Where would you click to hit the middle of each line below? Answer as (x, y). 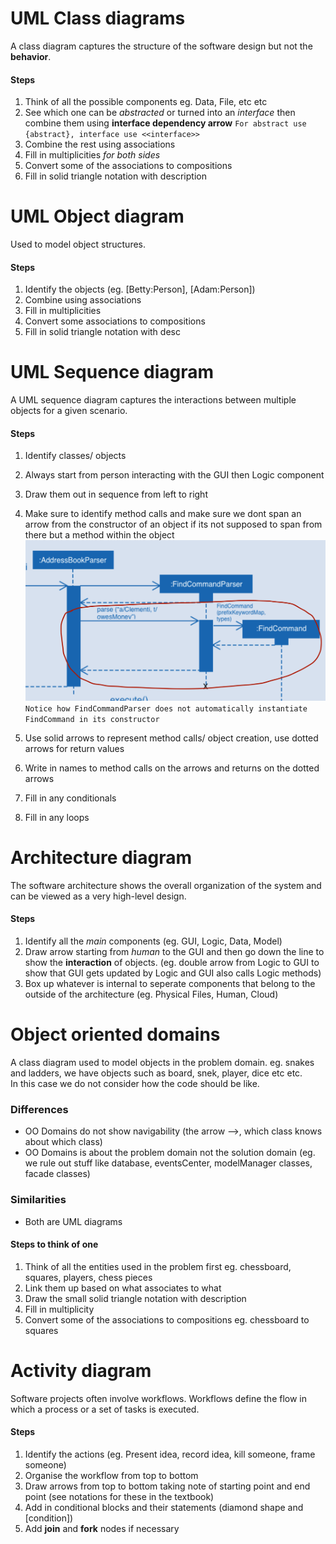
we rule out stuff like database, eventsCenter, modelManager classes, (168, 1163)
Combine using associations (83, 300)
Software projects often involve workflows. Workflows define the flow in (159, 1398)
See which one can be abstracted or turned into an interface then (160, 113)
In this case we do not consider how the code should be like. (135, 1083)
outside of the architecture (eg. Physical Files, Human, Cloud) (151, 994)
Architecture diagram (101, 858)
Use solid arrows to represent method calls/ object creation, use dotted (171, 738)
